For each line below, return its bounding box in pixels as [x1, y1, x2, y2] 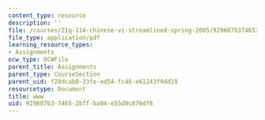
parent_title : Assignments [8, 63, 97, 71]
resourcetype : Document [8, 84, 87, 93]
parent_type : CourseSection [8, 70, 101, 78]
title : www [8, 92, 44, 100]
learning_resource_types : [8, 41, 93, 49]
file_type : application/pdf [8, 33, 101, 42]
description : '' [8, 19, 62, 27]
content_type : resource [8, 11, 87, 20]
